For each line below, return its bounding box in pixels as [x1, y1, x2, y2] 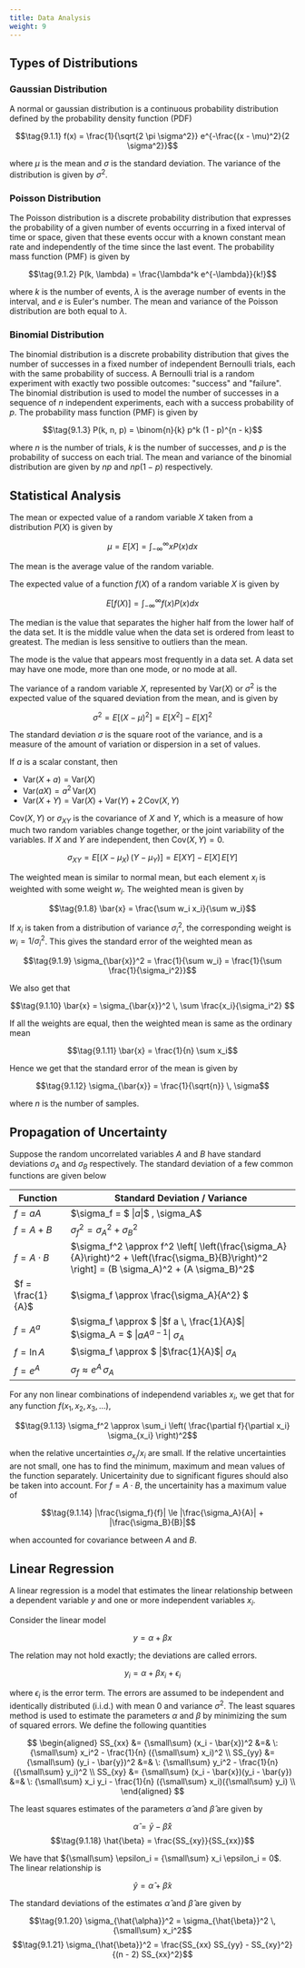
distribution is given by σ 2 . [9, 167, 108, 180]
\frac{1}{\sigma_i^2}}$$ [108, 965, 197, 976]
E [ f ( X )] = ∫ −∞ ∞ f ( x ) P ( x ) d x [105, 596, 200, 610]
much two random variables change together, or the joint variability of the [9, 824, 285, 835]
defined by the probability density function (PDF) [9, 113, 192, 124]
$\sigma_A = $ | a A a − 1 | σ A [70, 1327, 184, 1342]
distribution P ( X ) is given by [9, 522, 113, 533]
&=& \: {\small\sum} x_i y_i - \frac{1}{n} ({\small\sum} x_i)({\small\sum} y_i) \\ [9, 1776, 296, 1787]
